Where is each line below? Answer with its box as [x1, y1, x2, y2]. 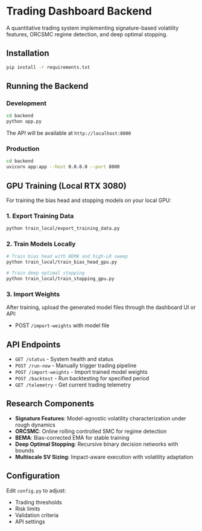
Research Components [6, 399, 95, 409]
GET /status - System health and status [14, 356, 113, 362]
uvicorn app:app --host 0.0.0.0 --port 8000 [6, 164, 120, 170]
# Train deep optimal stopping [6, 270, 85, 276]
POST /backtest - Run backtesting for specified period [14, 375, 150, 382]
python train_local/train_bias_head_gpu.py [6, 259, 118, 265]
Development [6, 99, 47, 107]
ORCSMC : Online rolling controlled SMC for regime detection [14, 428, 167, 435]
